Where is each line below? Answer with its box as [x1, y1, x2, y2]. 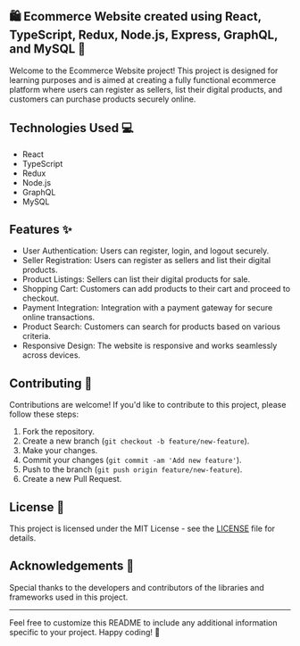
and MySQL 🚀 [9, 41, 87, 57]
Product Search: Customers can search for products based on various [21, 321, 281, 332]
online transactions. [21, 312, 96, 323]
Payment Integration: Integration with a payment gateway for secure [21, 302, 273, 313]
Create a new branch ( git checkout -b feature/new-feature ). [21, 435, 250, 446]
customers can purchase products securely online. [9, 94, 196, 104]
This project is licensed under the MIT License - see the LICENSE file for [9, 523, 275, 534]
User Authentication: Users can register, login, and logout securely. [21, 245, 270, 256]
